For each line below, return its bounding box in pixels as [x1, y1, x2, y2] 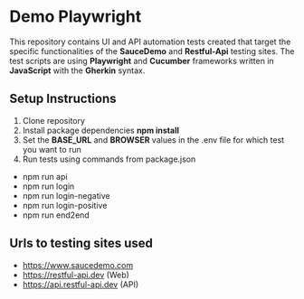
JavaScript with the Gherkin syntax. [9, 65, 146, 76]
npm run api [22, 171, 68, 182]
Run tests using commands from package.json [22, 154, 196, 164]
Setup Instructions [9, 91, 117, 107]
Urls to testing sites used [9, 236, 154, 251]
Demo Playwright [9, 6, 142, 27]
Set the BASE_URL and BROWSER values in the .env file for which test [22, 134, 285, 145]
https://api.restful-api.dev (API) [22, 278, 138, 290]
